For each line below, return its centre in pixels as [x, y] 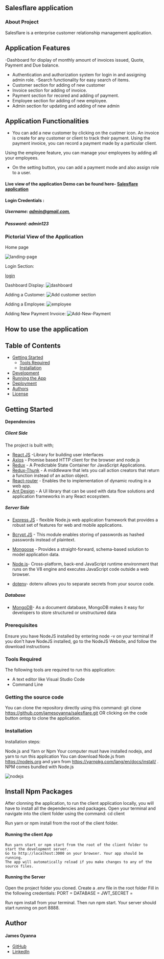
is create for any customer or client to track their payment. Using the [81, 138]
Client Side [16, 433]
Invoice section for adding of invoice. [49, 90]
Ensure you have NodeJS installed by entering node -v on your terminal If [79, 636]
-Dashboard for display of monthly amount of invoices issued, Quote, [75, 60]
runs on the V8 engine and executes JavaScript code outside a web [81, 569]
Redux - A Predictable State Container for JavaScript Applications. [79, 465]
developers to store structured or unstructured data [64, 613]
